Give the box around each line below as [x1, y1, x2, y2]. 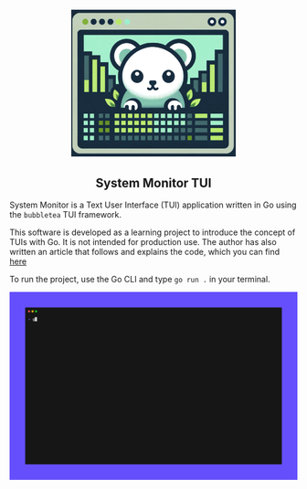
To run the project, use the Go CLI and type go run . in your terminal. [9, 274, 271, 285]
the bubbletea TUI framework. [9, 209, 122, 220]
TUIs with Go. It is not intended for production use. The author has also [9, 237, 277, 248]
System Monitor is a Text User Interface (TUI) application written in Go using [9, 199, 297, 210]
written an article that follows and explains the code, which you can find [9, 247, 281, 258]
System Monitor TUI [95, 175, 212, 191]
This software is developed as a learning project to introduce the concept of [9, 227, 296, 238]
